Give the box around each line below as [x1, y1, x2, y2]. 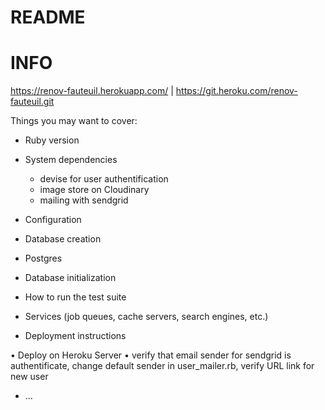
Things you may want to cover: [10, 115, 138, 127]
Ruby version [24, 134, 80, 146]
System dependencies [24, 154, 118, 166]
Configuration [24, 214, 82, 226]
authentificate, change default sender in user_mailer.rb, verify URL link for [10, 360, 315, 372]
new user [10, 371, 49, 383]
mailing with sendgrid [39, 194, 129, 206]
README [10, 6, 86, 29]
